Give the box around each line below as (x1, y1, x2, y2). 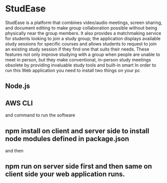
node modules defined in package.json (5, 134, 129, 143)
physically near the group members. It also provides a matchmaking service (5, 30, 161, 36)
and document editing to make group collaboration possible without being (5, 24, 157, 30)
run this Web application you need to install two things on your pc (5, 67, 140, 73)
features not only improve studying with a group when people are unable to (5, 51, 160, 57)
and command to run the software (5, 112, 75, 118)
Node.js (5, 82, 30, 90)
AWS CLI (5, 98, 33, 107)
